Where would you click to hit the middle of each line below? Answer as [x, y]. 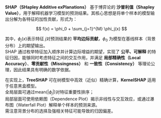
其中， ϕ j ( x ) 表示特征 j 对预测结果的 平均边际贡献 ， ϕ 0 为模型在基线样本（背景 [80, 39]
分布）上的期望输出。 [26, 45]
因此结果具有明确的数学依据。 [43, 69]
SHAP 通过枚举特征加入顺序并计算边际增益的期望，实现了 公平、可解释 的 [78, 52]
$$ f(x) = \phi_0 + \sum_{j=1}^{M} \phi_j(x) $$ [81, 29]
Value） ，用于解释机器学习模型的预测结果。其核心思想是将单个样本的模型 [78, 13]
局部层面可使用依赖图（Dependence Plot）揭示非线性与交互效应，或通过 [78, 99]
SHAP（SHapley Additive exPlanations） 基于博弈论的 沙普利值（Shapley [80, 7]
